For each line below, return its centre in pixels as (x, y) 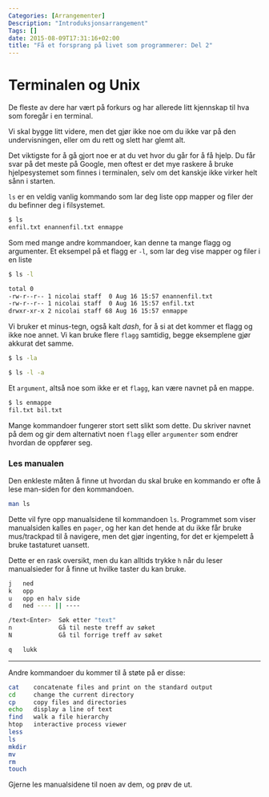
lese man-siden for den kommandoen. (71, 489)
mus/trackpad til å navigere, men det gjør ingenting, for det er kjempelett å (131, 536)
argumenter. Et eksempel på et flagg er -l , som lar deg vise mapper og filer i (134, 251)
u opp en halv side (44, 598)
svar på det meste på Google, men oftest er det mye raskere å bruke (121, 164)
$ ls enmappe (30, 403)
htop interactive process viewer (68, 725)
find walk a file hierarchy (59, 717)
